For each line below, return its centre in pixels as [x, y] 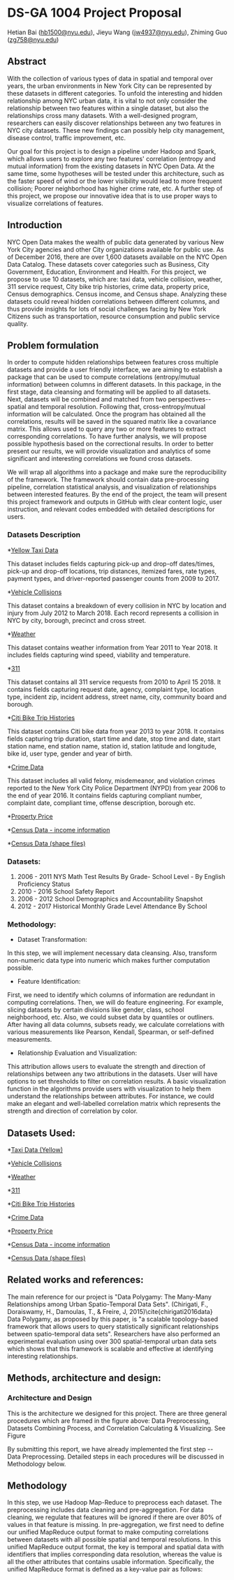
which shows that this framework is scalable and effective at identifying [110, 1348]
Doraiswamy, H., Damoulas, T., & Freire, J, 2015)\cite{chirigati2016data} [110, 1311]
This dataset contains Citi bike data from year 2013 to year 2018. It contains [116, 731]
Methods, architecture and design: [85, 1378]
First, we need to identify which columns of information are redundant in [111, 995]
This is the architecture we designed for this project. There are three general [117, 1413]
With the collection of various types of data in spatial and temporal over [110, 78]
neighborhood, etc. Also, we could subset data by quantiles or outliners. [111, 1017]
